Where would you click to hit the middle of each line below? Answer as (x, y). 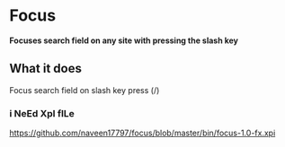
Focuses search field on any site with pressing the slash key (124, 40)
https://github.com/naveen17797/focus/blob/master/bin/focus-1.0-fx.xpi (142, 133)
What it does (46, 69)
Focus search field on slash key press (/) (85, 90)
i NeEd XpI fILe (42, 113)
